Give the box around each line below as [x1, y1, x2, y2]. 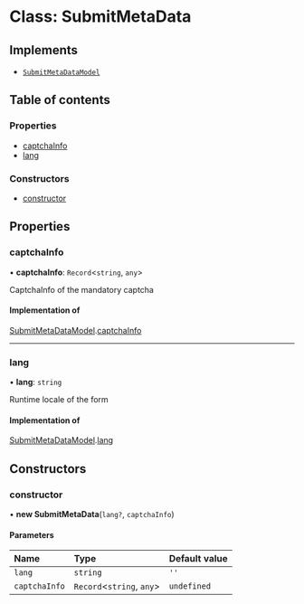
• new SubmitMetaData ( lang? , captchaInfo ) [9, 509, 175, 520]
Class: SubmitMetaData [9, 6, 192, 27]
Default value [168, 552, 228, 565]
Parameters [9, 529, 54, 540]
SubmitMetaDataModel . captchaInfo [9, 325, 142, 335]
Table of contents [9, 92, 110, 108]
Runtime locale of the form [9, 394, 109, 405]
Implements [9, 42, 79, 58]
